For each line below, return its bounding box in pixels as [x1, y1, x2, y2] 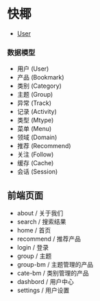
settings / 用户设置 [16, 286, 70, 295]
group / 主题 [16, 252, 52, 261]
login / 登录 [16, 243, 49, 252]
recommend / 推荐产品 [16, 234, 81, 243]
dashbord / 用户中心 [16, 278, 74, 286]
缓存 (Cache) [16, 159, 54, 167]
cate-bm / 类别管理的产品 [16, 269, 89, 278]
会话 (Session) [16, 167, 58, 176]
